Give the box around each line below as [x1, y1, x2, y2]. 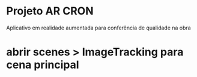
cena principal [6, 58, 79, 72]
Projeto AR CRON [6, 4, 94, 18]
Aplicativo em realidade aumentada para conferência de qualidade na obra [6, 24, 191, 31]
